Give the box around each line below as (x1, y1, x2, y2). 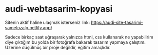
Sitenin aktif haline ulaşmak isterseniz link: (5, 19, 90, 25)
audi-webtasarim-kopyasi (5, 3, 113, 15)
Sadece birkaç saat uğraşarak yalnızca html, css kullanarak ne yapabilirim (5, 34, 154, 40)
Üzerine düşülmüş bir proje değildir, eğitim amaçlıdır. (5, 44, 111, 50)
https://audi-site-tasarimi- (91, 19, 143, 25)
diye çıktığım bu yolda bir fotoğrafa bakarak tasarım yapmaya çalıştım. (5, 39, 146, 45)
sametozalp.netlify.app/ (5, 24, 53, 30)
